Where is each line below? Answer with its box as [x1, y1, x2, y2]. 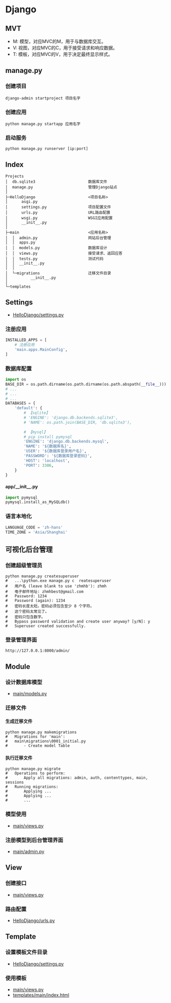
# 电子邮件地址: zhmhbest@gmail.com [5, 589, 84, 594]
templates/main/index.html [12, 992, 69, 998]
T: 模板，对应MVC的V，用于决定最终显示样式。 [12, 51, 113, 57]
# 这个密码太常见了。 [5, 609, 49, 614]
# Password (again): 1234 [5, 598, 66, 603]
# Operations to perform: [5, 771, 66, 776]
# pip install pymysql [24, 434, 72, 440]
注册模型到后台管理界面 [5, 836, 63, 843]
